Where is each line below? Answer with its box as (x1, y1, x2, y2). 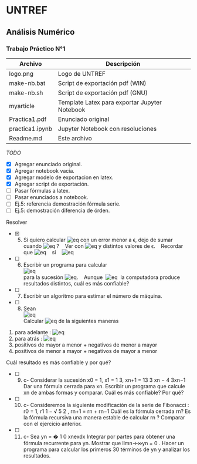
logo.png (9, 69, 34, 78)
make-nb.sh (9, 89, 43, 97)
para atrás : (14, 335, 43, 342)
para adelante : (14, 329, 52, 336)
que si (23, 249, 56, 256)
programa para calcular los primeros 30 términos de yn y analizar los (23, 446, 191, 453)
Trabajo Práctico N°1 (6, 45, 66, 53)
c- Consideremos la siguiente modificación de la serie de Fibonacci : (23, 402, 189, 409)
